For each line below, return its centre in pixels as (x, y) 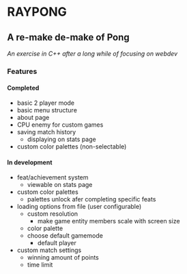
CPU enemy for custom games (60, 125)
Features (22, 71)
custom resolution (53, 214)
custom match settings (49, 250)
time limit (40, 265)
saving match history (46, 132)
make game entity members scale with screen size (109, 221)
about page (33, 118)
